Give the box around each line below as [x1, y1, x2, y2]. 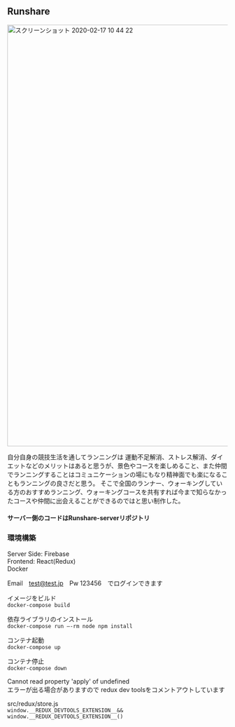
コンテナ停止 [7, 657, 44, 665]
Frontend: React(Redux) [7, 557, 76, 565]
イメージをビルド [7, 594, 57, 602]
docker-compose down [7, 665, 68, 672]
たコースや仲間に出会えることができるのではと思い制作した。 [7, 496, 185, 505]
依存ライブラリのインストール [7, 615, 93, 623]
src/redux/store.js [7, 699, 59, 707]
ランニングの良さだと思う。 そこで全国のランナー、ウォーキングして [19, 479, 217, 487]
